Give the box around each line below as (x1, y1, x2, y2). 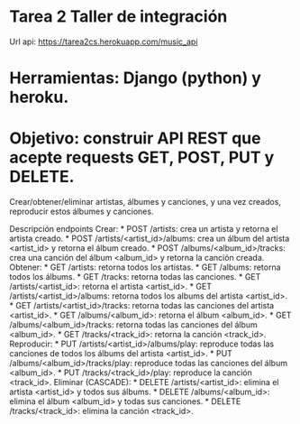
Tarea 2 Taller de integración (9, 6, 228, 27)
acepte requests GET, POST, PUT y (9, 147, 275, 168)
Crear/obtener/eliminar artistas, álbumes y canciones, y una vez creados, (9, 197, 282, 207)
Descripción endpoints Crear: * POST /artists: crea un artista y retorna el (9, 224, 278, 235)
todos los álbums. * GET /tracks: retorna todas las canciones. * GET (9, 272, 261, 282)
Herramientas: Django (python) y (9, 68, 261, 88)
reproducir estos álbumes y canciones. (9, 206, 154, 217)
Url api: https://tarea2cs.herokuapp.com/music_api (9, 36, 198, 47)
